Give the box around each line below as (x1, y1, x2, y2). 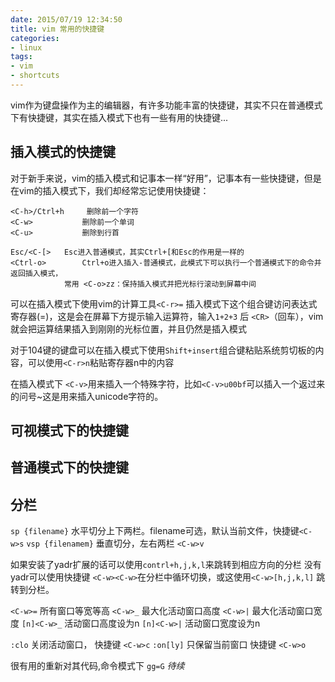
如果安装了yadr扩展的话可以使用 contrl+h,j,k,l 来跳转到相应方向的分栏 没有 (10, 559, 322, 571)
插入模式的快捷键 (10, 144, 116, 161)
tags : (10, 52, 33, 62)
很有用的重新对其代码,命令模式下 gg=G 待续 (10, 660, 185, 672)
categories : (10, 33, 60, 43)
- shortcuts (10, 71, 60, 81)
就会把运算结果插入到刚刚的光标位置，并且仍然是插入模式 (10, 322, 247, 335)
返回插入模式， (10, 268, 63, 278)
